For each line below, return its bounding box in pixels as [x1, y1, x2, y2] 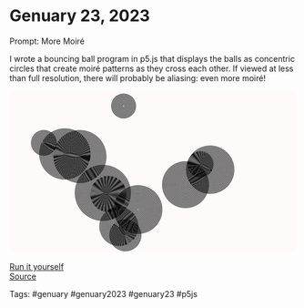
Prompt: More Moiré [9, 36, 85, 46]
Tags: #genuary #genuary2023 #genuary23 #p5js [9, 289, 198, 300]
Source [9, 271, 36, 282]
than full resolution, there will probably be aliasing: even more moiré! [9, 72, 267, 83]
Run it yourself [9, 262, 65, 272]
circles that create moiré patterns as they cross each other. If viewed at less [9, 63, 294, 74]
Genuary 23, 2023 [9, 5, 150, 26]
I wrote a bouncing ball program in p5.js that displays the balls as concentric [9, 53, 296, 64]
